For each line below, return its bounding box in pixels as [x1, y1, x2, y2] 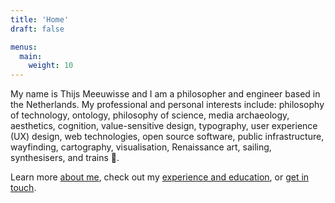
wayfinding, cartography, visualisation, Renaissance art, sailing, [10, 141, 272, 153]
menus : [10, 42, 38, 52]
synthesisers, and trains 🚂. [10, 152, 120, 164]
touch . [10, 182, 37, 194]
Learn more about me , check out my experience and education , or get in [10, 171, 310, 183]
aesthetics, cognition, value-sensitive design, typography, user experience [10, 120, 318, 132]
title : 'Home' [10, 14, 70, 25]
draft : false [10, 24, 65, 34]
